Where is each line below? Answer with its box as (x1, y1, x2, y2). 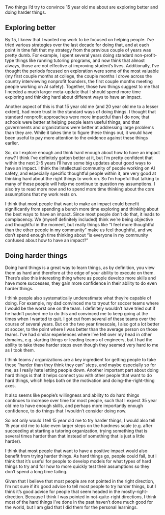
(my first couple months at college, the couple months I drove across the (5, 73, 152, 79)
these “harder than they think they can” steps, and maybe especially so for (5, 362, 156, 368)
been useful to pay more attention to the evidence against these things (5, 135, 148, 140)
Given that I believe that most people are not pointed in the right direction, (5, 478, 155, 484)
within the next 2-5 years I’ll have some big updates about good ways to (5, 160, 151, 166)
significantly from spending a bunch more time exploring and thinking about (5, 206, 159, 212)
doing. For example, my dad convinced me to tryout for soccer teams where (5, 300, 159, 306)
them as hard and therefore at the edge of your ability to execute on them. (5, 270, 155, 275)
